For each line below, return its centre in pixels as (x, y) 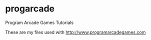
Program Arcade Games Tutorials (39, 22)
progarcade (30, 9)
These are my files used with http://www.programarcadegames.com (75, 32)
